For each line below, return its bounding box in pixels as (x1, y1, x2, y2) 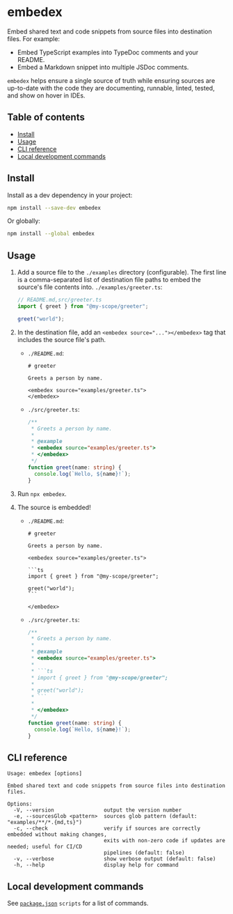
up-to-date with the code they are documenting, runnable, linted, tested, (7, 84, 215, 92)
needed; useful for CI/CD (7, 844, 82, 851)
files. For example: (7, 34, 61, 42)
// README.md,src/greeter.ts (17, 297, 102, 304)
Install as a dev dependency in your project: (7, 191, 133, 199)
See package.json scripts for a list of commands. (7, 899, 149, 907)
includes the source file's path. (17, 335, 106, 343)
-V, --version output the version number (13, 807, 182, 814)
